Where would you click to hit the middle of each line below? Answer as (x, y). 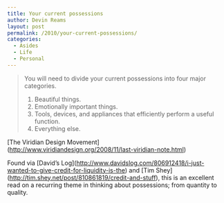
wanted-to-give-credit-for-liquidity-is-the (66, 170)
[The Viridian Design (36, 142)
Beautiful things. (58, 99)
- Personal (29, 59)
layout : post (26, 26)
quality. (18, 192)
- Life (23, 53)
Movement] (83, 142)
